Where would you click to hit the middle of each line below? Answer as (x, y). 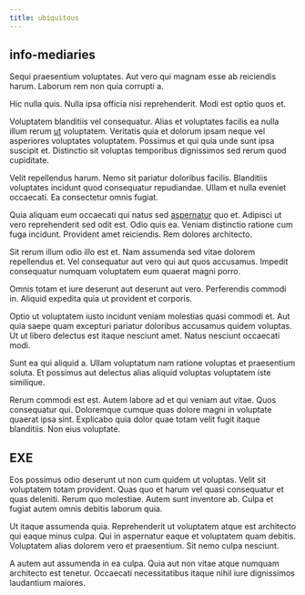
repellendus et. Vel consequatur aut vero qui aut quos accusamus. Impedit (149, 262)
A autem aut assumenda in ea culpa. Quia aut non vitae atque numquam (144, 564)
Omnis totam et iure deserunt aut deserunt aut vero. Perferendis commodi (148, 289)
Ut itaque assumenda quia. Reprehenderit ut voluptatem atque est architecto (153, 527)
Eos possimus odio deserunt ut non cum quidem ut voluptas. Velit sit (138, 480)
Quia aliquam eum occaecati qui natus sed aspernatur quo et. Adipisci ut (146, 215)
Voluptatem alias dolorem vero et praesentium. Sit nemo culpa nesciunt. (144, 546)
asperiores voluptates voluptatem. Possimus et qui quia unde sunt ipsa (142, 141)
